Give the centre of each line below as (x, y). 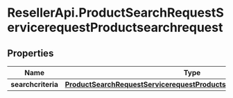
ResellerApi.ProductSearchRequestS (115, 13)
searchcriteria (35, 84)
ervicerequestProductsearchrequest (115, 27)
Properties (31, 53)
